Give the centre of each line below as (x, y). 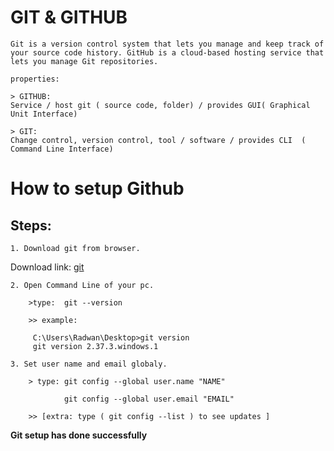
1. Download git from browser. (75, 248)
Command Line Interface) (62, 149)
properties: (35, 79)
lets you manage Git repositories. (84, 61)
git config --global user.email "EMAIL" (149, 399)
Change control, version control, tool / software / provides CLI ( (158, 140)
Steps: (31, 225)
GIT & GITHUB (69, 17)
